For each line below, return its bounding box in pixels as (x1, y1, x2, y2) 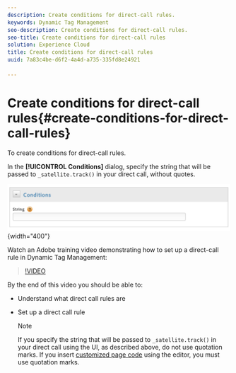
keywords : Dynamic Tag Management (7, 18, 110, 26)
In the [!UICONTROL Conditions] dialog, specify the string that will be (7, 162, 211, 171)
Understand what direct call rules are (17, 294, 126, 302)
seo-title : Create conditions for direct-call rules (7, 34, 166, 41)
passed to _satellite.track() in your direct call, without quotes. (7, 170, 196, 178)
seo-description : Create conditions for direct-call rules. (7, 26, 189, 33)
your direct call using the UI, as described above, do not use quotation (17, 343, 223, 351)
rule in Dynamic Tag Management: (7, 253, 107, 261)
